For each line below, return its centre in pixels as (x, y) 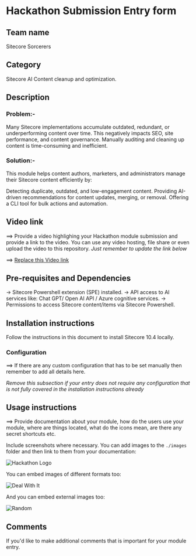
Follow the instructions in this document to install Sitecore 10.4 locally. (90, 337)
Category (24, 65)
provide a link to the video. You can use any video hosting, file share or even (98, 242)
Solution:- (21, 161)
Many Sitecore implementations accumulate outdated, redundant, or (88, 127)
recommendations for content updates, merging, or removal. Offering (106, 197)
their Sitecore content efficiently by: (49, 179)
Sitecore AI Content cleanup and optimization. (61, 79)
